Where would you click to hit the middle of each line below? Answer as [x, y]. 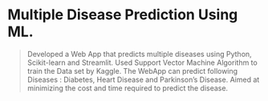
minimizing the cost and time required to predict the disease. [128, 88]
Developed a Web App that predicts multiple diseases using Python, [139, 54]
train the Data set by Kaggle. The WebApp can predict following [132, 71]
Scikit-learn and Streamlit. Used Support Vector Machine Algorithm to [142, 63]
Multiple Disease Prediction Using [123, 15]
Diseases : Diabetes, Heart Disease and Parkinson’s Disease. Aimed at [143, 79]
